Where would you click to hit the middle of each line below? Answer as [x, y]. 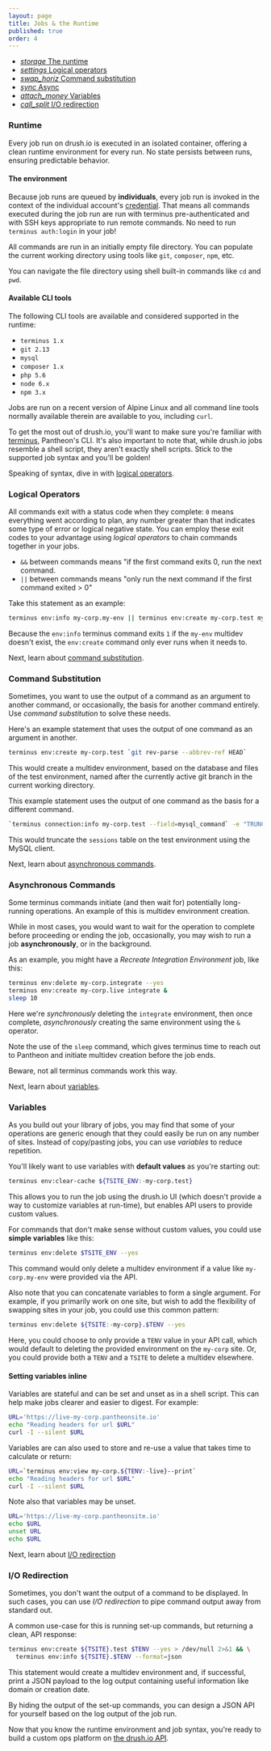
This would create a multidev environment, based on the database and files [133, 768]
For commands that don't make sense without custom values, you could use [135, 1229]
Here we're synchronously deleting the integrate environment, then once [130, 1014]
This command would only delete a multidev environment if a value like [126, 1269]
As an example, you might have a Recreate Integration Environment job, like [134, 960]
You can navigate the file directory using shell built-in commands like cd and [135, 271]
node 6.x [35, 384]
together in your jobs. [44, 546]
